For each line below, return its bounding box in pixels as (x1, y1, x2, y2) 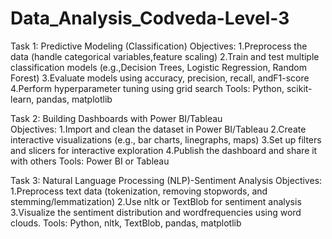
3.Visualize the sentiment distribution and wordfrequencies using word (10, 206, 302, 218)
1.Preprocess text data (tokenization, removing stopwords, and (10, 185, 268, 197)
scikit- (286, 82, 313, 94)
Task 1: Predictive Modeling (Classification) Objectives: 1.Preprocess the (10, 40, 308, 52)
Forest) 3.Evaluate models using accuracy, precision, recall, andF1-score (10, 72, 310, 84)
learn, (10, 93, 35, 105)
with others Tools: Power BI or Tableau (10, 155, 170, 167)
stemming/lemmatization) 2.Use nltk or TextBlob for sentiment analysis (10, 195, 302, 207)
